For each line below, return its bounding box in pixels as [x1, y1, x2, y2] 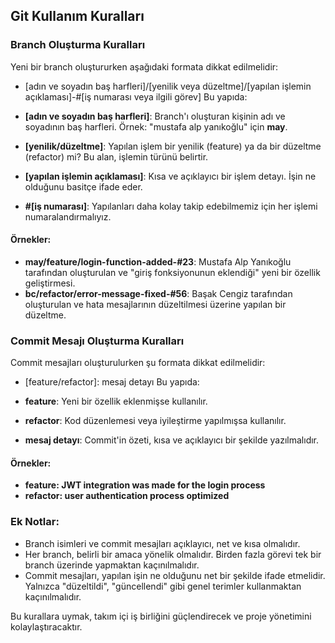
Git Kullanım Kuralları [10, 8, 145, 25]
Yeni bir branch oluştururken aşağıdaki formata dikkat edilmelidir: [10, 60, 279, 73]
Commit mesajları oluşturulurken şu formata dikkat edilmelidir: [10, 357, 266, 369]
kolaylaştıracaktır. [10, 620, 83, 633]
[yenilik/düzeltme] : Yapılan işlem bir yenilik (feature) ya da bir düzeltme [24, 140, 322, 152]
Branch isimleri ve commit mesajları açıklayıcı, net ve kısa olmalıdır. [24, 537, 301, 549]
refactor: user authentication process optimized [24, 490, 230, 502]
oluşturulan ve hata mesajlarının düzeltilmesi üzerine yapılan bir [24, 298, 287, 310]
